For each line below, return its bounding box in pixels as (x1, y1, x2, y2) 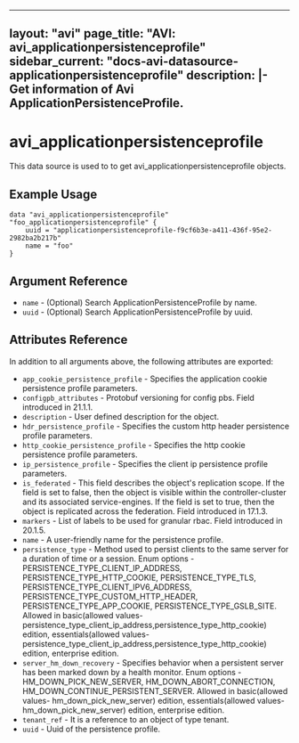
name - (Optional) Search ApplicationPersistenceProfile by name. (21, 297, 258, 307)
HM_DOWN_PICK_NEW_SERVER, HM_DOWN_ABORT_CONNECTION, (21, 676, 276, 687)
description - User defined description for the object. (21, 411, 220, 421)
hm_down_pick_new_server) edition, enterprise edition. (21, 705, 225, 715)
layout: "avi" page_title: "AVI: (9, 26, 176, 41)
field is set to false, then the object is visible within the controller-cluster (21, 486, 287, 497)
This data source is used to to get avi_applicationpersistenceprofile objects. (9, 161, 287, 172)
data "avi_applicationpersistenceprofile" (9, 210, 169, 219)
